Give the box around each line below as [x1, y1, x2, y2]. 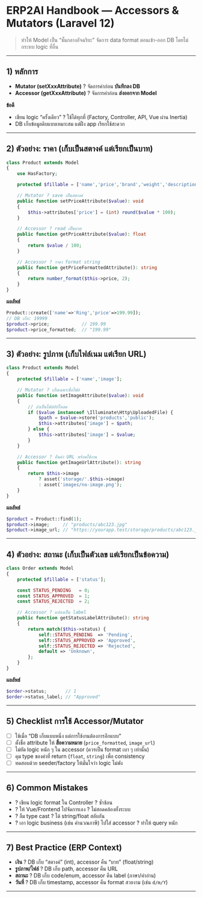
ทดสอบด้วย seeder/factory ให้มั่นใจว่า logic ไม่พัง [14, 759, 123, 766]
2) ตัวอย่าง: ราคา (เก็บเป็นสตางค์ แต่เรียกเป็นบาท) [6, 144, 153, 154]
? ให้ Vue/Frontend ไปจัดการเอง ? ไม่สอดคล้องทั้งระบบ [14, 805, 131, 813]
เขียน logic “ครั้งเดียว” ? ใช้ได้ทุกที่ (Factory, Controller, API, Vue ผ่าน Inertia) [14, 113, 188, 120]
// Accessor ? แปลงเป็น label [17, 609, 87, 616]
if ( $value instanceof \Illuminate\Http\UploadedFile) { [28, 409, 173, 415]
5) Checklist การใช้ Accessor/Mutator [6, 716, 144, 726]
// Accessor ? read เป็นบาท [17, 226, 82, 232]
